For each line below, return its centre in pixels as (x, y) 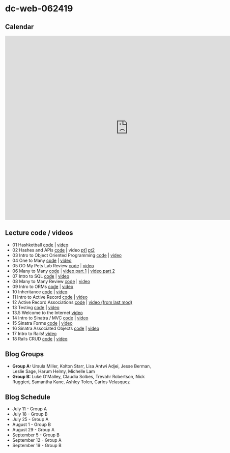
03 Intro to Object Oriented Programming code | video (67, 255)
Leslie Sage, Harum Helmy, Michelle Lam (54, 371)
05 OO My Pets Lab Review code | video (53, 265)
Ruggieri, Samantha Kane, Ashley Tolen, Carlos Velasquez (71, 382)
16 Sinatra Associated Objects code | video (56, 328)
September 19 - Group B (37, 446)
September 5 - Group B (36, 435)
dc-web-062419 (39, 9)
